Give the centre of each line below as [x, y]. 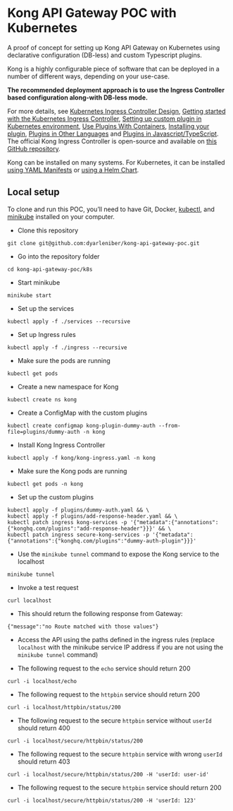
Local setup [33, 192]
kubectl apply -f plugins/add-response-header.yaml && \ [93, 516]
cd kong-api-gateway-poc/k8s [50, 269]
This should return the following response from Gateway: [100, 613]
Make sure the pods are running [64, 360]
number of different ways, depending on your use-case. [89, 76]
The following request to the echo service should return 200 [104, 668]
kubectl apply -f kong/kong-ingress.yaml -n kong [82, 458]
